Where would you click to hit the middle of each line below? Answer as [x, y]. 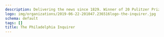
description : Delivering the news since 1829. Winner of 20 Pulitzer [77, 9]
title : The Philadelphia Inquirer [40, 27]
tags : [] [14, 23]
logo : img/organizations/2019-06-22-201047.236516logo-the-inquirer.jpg [81, 14]
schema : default [21, 18]
